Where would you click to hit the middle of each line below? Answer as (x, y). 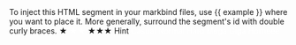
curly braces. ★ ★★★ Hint (69, 31)
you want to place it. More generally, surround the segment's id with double (147, 21)
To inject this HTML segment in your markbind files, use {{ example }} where (148, 12)
